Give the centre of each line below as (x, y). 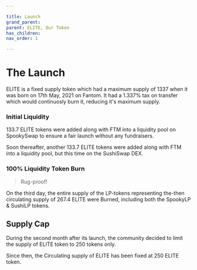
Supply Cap (28, 224)
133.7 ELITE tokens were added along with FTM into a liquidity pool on (91, 129)
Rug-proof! (34, 181)
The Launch (36, 73)
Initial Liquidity (28, 116)
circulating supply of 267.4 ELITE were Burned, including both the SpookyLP (98, 199)
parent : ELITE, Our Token (38, 28)
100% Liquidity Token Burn (46, 169)
